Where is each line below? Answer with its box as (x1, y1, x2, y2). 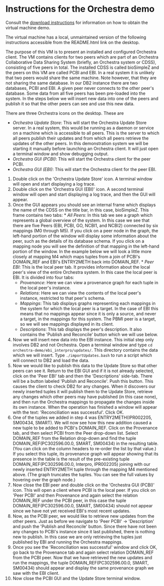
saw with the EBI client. (12, 570, 60, 576)
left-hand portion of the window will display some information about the (12, 233, 157, 239)
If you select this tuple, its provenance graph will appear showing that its (12, 451, 159, 457)
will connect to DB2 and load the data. (12, 357, 90, 363)
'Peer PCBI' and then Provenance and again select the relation (12, 492, 138, 498)
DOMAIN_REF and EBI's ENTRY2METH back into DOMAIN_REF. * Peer (12, 259, 154, 265)
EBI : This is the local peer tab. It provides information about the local (12, 264, 150, 270)
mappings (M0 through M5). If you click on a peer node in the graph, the (12, 228, 159, 233)
